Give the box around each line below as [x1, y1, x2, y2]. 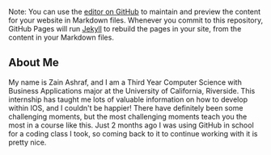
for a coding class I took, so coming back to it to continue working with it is [8, 128, 258, 138]
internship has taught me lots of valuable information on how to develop [8, 94, 248, 104]
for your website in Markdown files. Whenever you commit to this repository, [8, 15, 264, 25]
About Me [8, 56, 59, 69]
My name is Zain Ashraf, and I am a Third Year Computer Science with [8, 77, 243, 87]
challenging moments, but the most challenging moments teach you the [8, 111, 248, 121]
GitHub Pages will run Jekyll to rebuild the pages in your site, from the [8, 24, 242, 33]
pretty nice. [8, 137, 47, 147]
